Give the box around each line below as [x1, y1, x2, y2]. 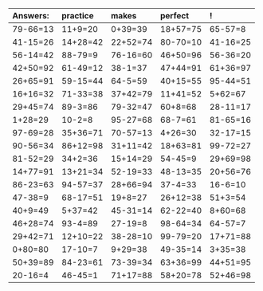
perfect [160, 10, 190, 21]
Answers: [12, 10, 49, 21]
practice [61, 10, 94, 21]
